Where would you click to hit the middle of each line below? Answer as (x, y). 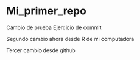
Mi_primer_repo (46, 11)
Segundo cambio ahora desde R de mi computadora (70, 39)
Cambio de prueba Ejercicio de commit (54, 27)
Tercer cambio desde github (41, 50)
